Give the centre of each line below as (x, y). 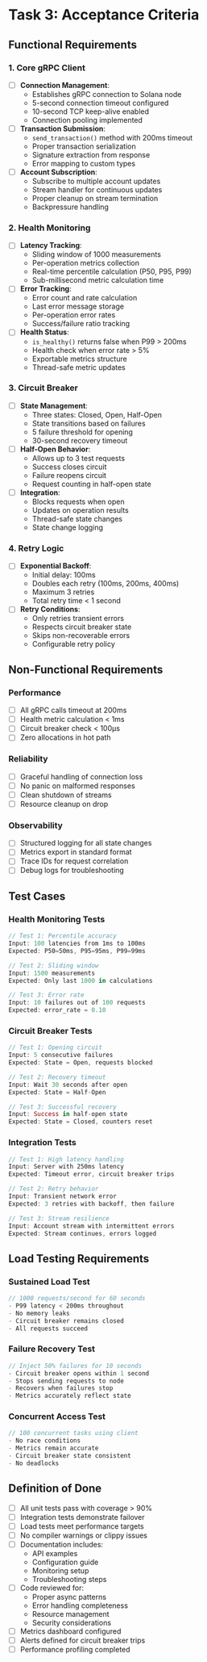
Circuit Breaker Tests (50, 1030)
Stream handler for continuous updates (97, 190)
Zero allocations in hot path (65, 737)
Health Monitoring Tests (57, 919)
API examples (55, 1553)
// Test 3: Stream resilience (59, 1218)
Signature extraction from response (91, 155)
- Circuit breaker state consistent (70, 1456)
